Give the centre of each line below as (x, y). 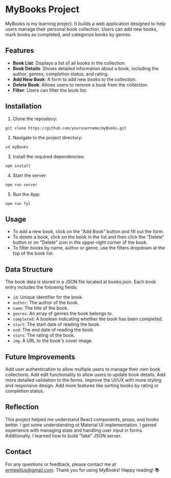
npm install (18, 166)
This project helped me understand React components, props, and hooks (82, 419)
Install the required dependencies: (49, 156)
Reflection (22, 407)
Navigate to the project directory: (47, 137)
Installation (23, 106)
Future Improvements (40, 357)
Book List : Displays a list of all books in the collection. (69, 63)
